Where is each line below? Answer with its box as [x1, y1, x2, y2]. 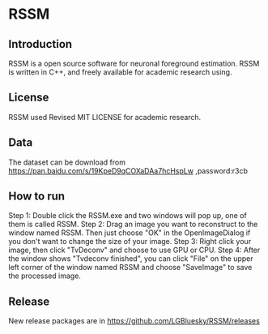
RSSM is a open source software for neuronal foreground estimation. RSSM [8, 58, 260, 68]
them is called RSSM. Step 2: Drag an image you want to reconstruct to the [8, 220, 258, 229]
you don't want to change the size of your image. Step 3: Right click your [8, 237, 252, 246]
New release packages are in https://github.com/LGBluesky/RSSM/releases [8, 316, 261, 326]
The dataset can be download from [8, 157, 125, 167]
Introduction [8, 37, 73, 51]
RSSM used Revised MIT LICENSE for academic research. [8, 112, 202, 122]
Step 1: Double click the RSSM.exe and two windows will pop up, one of [8, 211, 247, 221]
